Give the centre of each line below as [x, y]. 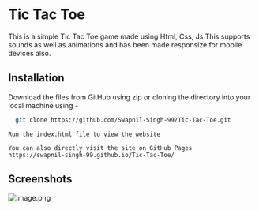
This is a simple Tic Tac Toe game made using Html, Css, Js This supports [129, 36]
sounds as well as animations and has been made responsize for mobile [125, 44]
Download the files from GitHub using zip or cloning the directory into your [129, 97]
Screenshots [40, 179]
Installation [36, 78]
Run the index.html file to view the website [84, 134]
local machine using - [43, 105]
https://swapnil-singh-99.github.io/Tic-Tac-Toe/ [92, 155]
